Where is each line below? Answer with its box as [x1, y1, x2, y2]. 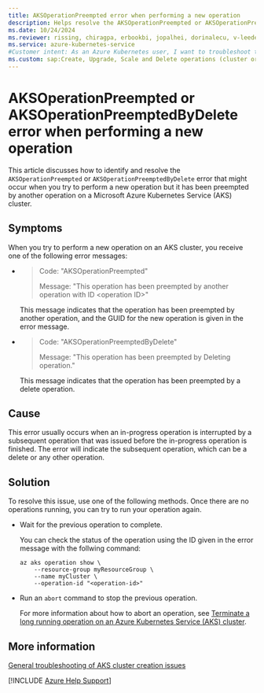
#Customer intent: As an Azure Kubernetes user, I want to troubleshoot [8, 48, 251, 56]
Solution [8, 475, 50, 488]
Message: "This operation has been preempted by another [38, 281, 229, 291]
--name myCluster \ [34, 573, 98, 581]
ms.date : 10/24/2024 [8, 26, 76, 34]
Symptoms [8, 222, 63, 235]
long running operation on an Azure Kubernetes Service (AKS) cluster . [19, 617, 247, 626]
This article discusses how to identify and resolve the [8, 165, 181, 175]
